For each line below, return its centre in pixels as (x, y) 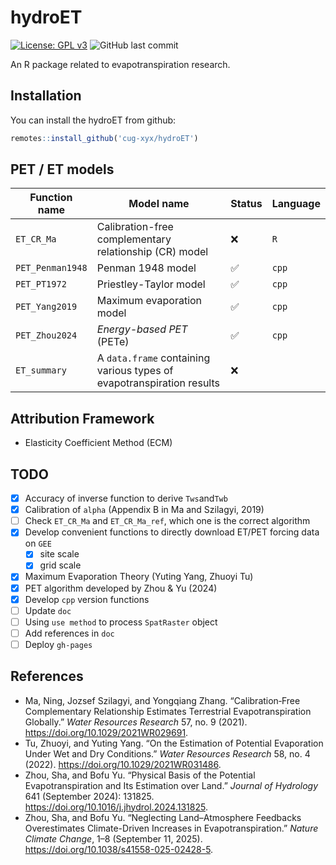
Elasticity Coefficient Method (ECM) (98, 443)
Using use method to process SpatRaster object (121, 622)
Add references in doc (69, 633)
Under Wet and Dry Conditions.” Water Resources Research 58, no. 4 (167, 753)
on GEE (38, 543)
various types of (135, 371)
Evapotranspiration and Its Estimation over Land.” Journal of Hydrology (171, 785)
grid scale (60, 565)
